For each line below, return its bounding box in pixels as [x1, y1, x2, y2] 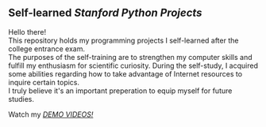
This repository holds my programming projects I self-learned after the [8, 35, 239, 45]
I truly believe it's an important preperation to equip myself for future [8, 86, 233, 95]
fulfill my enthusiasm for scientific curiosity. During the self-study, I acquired [8, 61, 258, 70]
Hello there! [8, 27, 46, 36]
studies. [8, 94, 34, 103]
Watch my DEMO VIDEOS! [8, 110, 94, 119]
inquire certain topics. [8, 77, 80, 87]
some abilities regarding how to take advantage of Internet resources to [8, 69, 243, 78]
